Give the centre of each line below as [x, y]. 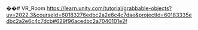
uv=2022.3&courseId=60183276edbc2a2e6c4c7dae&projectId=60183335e [99, 15]
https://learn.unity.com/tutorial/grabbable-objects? [109, 8]
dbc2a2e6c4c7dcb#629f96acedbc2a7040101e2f [67, 21]
